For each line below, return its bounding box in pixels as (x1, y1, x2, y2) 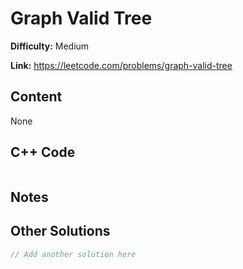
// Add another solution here (10, 249, 137, 259)
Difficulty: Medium (10, 40, 90, 52)
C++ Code (10, 144, 76, 161)
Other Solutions (10, 223, 111, 240)
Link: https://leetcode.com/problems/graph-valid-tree (10, 59, 233, 71)
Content (10, 88, 63, 106)
